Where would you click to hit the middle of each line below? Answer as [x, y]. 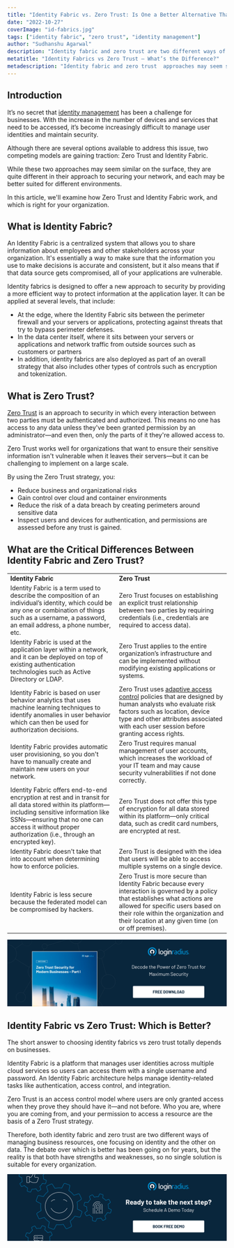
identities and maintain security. [53, 134]
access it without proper [45, 827]
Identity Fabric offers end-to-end [58, 790]
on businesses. [29, 1050]
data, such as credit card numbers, [169, 823]
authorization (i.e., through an [53, 834]
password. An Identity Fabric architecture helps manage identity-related [110, 1078]
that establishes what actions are [166, 898]
